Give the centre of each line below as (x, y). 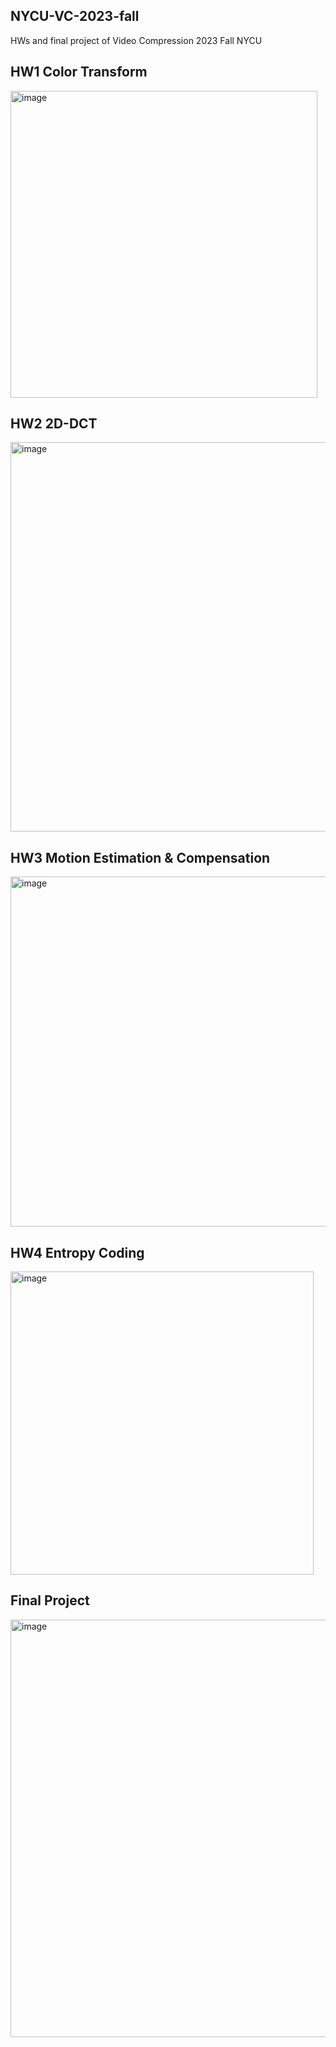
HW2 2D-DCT (54, 424)
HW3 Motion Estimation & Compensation (140, 857)
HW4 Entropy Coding (77, 1252)
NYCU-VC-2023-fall (75, 16)
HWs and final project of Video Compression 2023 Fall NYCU (136, 40)
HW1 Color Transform (79, 72)
